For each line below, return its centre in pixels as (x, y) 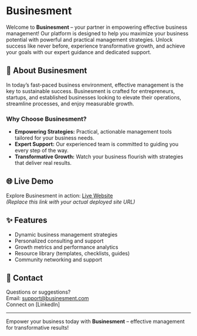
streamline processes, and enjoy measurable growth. (70, 104)
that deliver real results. (43, 163)
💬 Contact (25, 278)
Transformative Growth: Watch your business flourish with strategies (99, 157)
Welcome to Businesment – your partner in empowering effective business (97, 27)
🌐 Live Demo (30, 182)
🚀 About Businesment (47, 71)
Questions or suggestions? (38, 292)
